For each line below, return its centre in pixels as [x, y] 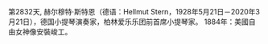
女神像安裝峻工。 [43, 32]
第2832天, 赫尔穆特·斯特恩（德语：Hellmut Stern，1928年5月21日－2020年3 [134, 12]
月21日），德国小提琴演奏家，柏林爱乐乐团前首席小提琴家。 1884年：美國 [129, 22]
